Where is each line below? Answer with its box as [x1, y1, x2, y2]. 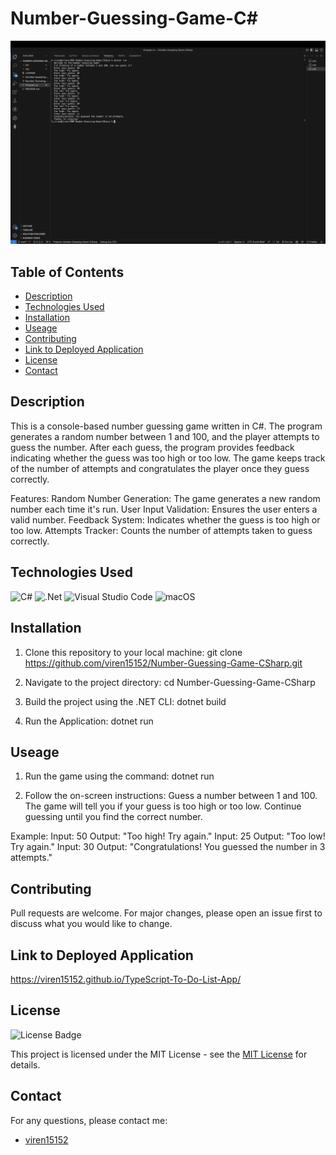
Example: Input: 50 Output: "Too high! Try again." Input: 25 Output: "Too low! [10, 830, 326, 842]
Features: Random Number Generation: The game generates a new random [10, 492, 321, 504]
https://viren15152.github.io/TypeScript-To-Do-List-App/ [10, 973, 242, 985]
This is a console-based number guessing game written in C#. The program [10, 420, 323, 432]
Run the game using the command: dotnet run [24, 770, 215, 782]
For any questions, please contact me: [10, 1114, 168, 1126]
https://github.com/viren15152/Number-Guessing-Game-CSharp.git [24, 657, 303, 669]
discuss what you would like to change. [10, 918, 173, 930]
